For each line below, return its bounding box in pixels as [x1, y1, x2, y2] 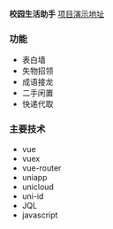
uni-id [21, 190, 44, 202]
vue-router [21, 163, 62, 173]
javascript [21, 210, 58, 220]
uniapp [21, 172, 48, 182]
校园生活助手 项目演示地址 [9, 9, 104, 19]
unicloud [21, 181, 55, 192]
